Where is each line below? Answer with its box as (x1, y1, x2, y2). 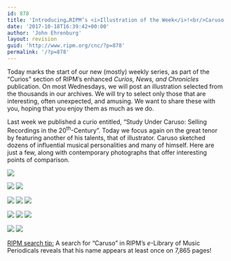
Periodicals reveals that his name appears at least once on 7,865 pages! (7, 246, 212, 254)
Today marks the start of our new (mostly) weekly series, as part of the (7, 67, 210, 76)
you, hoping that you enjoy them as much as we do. (7, 104, 154, 113)
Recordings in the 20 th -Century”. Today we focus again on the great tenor (7, 125, 218, 135)
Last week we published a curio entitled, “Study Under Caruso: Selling (7, 117, 207, 126)
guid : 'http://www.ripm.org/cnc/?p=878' (7, 42, 126, 49)
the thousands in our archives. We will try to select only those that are (7, 89, 206, 97)
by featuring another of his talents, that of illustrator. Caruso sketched (7, 133, 206, 142)
